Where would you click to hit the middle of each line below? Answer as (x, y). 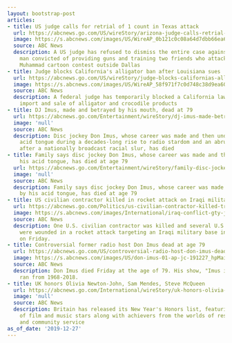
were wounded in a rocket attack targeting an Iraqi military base (118, 232)
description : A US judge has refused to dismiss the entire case (109, 53)
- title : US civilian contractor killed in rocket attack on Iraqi (106, 200)
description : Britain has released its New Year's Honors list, (108, 309)
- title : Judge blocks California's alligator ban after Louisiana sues (114, 71)
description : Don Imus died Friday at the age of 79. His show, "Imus (117, 270)
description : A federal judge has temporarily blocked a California (114, 98)
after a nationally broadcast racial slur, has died (97, 149)
